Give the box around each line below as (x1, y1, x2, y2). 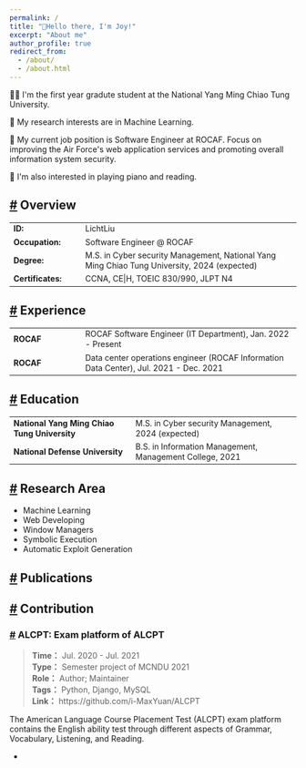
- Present (85, 339, 122, 350)
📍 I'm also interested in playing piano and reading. (9, 170, 198, 182)
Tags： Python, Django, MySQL (31, 684, 152, 695)
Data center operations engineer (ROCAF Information (85, 352, 284, 363)
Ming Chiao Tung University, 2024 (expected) (85, 260, 258, 271)
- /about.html (17, 65, 71, 74)
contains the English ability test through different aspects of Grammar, (9, 723, 273, 734)
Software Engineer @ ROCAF (85, 236, 194, 247)
